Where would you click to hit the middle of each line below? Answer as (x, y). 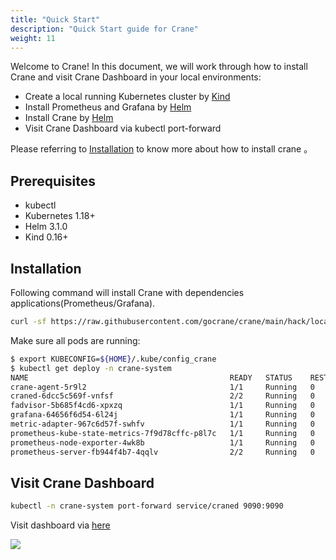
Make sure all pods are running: (75, 340)
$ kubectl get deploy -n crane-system (91, 368)
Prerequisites (53, 181)
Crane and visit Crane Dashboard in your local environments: (136, 77)
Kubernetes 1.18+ (60, 216)
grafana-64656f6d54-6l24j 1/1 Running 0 (162, 415)
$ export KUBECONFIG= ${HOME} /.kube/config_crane (113, 359)
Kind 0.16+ (46, 237)
